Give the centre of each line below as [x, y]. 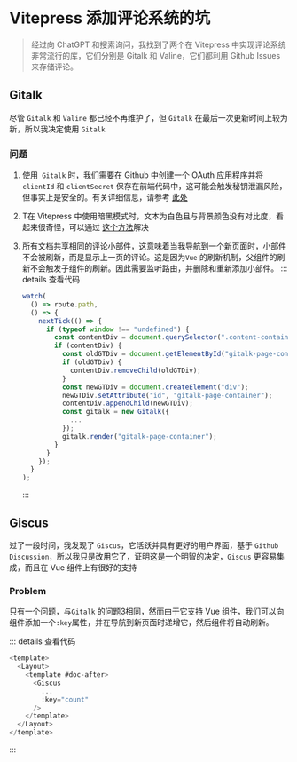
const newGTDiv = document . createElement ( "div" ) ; [155, 387]
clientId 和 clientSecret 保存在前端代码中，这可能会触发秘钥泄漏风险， [154, 187]
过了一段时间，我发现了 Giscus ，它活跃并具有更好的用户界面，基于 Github [144, 545]
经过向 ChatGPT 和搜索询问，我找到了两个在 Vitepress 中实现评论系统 [158, 44]
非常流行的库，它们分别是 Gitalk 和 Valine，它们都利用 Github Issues [156, 55]
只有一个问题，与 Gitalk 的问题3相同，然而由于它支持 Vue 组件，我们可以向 [147, 611]
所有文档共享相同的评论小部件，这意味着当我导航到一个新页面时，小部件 [154, 246]
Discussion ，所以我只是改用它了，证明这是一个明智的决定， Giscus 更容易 [143, 556]
